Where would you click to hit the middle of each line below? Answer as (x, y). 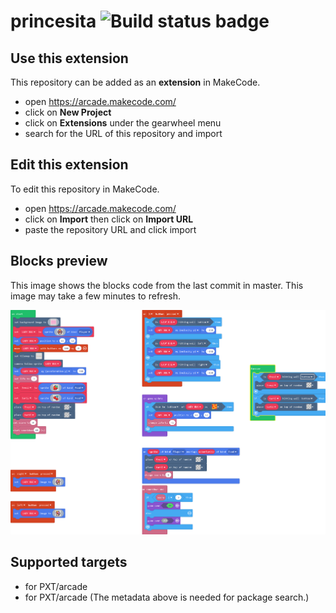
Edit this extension (69, 165)
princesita (53, 21)
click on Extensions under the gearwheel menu (123, 123)
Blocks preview (59, 261)
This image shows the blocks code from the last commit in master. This (157, 285)
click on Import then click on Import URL (109, 219)
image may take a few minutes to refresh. (95, 296)
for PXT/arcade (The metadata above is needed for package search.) (167, 597)
